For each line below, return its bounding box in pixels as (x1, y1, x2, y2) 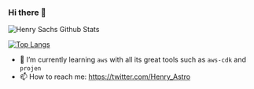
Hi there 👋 (8, 7, 47, 18)
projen (19, 65, 42, 73)
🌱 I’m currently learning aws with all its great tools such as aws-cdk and (19, 55, 246, 65)
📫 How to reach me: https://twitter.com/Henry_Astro (19, 72, 191, 81)
